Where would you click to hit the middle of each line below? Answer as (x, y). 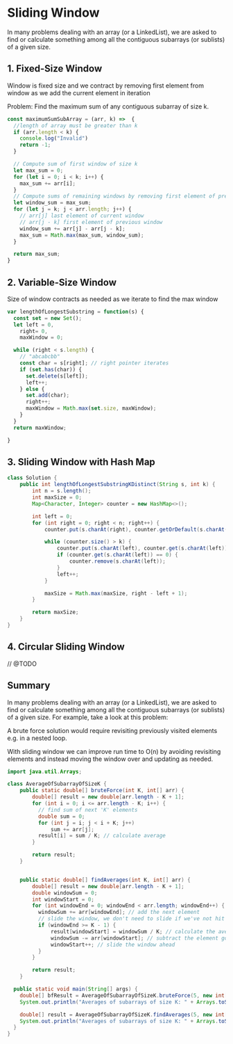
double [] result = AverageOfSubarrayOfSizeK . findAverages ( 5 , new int (122, 1014)
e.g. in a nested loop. (37, 738)
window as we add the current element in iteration (79, 93)
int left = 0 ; (52, 516)
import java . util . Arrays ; (44, 771)
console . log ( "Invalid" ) (54, 138)
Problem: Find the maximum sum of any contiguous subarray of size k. (108, 106)
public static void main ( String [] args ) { (76, 989)
